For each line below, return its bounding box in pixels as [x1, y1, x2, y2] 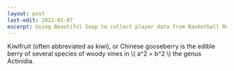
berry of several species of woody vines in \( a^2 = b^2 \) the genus [7, 49, 202, 58]
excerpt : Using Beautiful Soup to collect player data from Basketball [7, 23, 219, 30]
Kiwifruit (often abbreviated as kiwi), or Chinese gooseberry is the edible [7, 42, 216, 51]
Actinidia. [7, 57, 35, 65]
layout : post [7, 10, 45, 17]
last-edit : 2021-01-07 [7, 17, 73, 24]
